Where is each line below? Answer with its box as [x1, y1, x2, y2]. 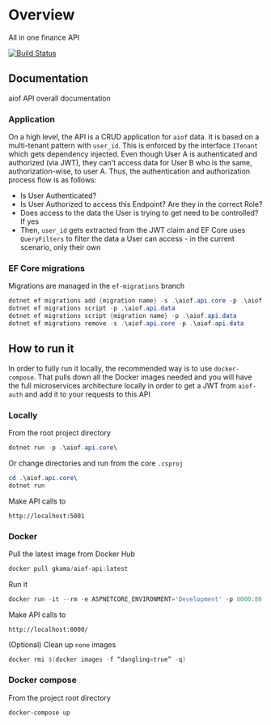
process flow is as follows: [8, 175, 97, 185]
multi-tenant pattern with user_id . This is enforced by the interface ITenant [8, 140, 259, 151]
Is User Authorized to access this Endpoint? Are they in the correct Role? [19, 199, 263, 209]
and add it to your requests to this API [24, 389, 151, 399]
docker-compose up [8, 708, 70, 717]
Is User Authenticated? [19, 191, 97, 200]
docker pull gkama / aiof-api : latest [8, 564, 129, 573]
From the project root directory [8, 693, 112, 702]
